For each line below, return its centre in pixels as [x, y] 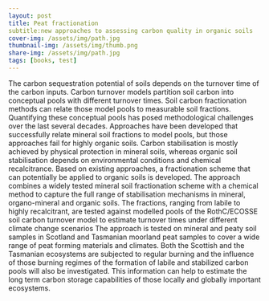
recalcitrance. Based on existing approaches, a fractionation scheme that [129, 169]
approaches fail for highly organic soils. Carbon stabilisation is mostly [123, 143]
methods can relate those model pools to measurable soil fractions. [120, 108]
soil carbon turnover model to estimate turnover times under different [123, 220]
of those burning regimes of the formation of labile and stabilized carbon [128, 262]
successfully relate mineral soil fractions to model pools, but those [118, 134]
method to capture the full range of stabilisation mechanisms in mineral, [127, 194]
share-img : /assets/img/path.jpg [64, 53]
